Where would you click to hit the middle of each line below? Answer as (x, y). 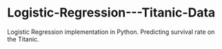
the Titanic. (23, 39)
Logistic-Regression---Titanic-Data (111, 13)
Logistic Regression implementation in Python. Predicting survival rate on (111, 32)
